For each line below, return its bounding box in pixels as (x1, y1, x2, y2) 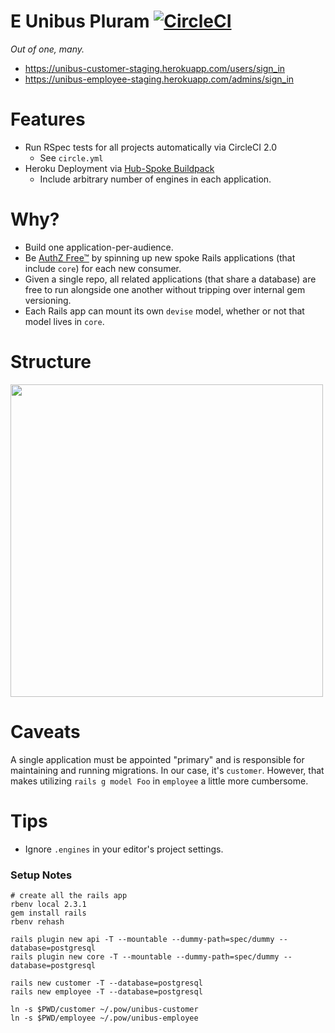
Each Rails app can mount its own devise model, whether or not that (24, 305, 305, 317)
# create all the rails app (10, 890, 128, 900)
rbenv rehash (10, 916, 65, 927)
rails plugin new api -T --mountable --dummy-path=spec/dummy (10, 934, 275, 944)
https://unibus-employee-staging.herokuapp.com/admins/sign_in (24, 73, 295, 85)
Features (10, 108, 86, 131)
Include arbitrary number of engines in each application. (39, 173, 272, 185)
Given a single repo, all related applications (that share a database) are (24, 273, 317, 285)
